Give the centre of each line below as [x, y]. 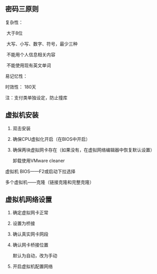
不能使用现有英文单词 [29, 65]
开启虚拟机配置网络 [33, 266]
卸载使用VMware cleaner [38, 161]
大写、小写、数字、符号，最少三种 [42, 44]
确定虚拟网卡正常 [30, 213]
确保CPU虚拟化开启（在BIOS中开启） [51, 139]
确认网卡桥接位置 [30, 245]
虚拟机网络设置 [29, 200]
